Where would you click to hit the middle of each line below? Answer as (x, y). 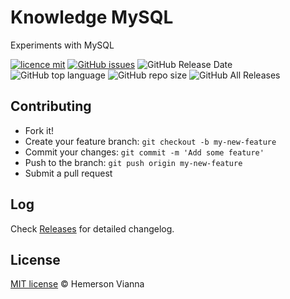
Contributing (51, 106)
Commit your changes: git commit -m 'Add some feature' (144, 152)
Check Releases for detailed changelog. (92, 228)
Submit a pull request (68, 173)
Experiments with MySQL (62, 45)
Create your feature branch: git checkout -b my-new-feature (150, 141)
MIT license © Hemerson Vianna (77, 284)
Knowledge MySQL (92, 17)
